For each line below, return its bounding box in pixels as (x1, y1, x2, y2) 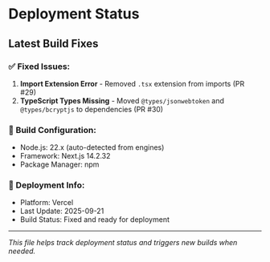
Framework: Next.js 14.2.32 (19, 151, 111, 161)
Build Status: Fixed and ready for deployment (19, 215, 170, 224)
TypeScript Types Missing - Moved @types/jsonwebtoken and (19, 95, 225, 105)
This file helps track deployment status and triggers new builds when (8, 238, 238, 248)
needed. (8, 246, 36, 256)
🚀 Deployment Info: (8, 179, 85, 191)
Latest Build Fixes (8, 37, 99, 50)
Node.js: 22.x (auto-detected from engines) (19, 143, 165, 152)
